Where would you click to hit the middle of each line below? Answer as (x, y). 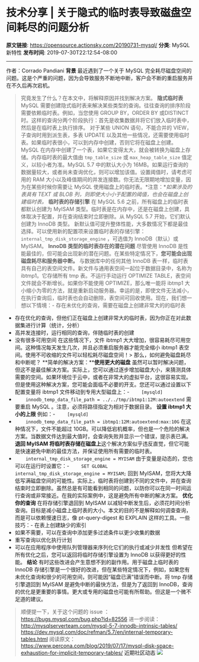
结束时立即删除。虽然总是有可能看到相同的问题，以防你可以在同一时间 (100, 488)
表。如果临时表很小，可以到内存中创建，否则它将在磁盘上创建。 (98, 142)
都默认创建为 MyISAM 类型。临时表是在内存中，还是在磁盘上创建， (102, 209)
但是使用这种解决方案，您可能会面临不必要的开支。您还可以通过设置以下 (103, 384)
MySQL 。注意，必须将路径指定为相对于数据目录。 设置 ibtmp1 (108, 406)
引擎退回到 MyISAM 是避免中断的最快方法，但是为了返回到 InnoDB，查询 (104, 584)
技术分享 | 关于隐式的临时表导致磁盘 (94, 13)
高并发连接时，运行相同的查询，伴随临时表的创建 (74, 332)
